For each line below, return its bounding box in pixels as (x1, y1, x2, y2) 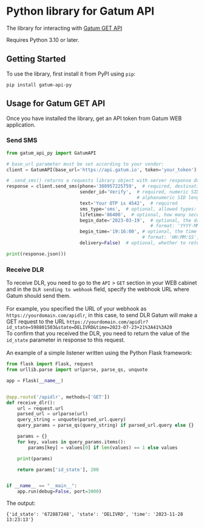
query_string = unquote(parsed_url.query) (17, 417, 126, 423)
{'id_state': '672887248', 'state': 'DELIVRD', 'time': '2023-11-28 (6, 512, 183, 518)
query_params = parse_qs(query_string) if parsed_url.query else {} (17, 422, 194, 429)
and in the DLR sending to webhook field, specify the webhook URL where (6, 286, 189, 293)
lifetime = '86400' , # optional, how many (80, 211, 186, 217)
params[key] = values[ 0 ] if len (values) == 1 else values (28, 445, 178, 451)
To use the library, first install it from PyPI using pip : (6, 70, 135, 77)
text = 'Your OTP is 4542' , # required (80, 200, 178, 206)
